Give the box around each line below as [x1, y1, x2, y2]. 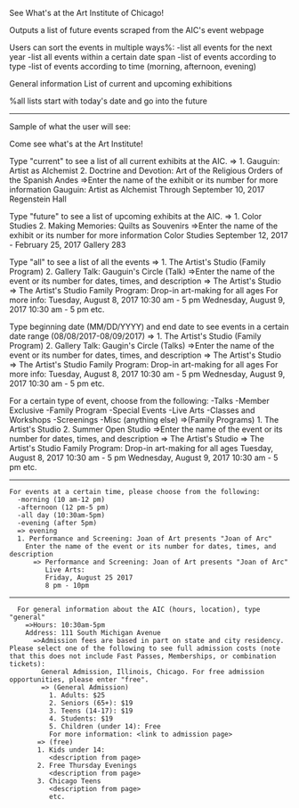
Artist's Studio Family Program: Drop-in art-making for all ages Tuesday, [9, 443, 274, 453]
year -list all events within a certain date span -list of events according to [9, 52, 277, 62]
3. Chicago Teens [36, 777, 101, 786]
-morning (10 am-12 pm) [17, 495, 105, 504]
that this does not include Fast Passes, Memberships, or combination [9, 652, 277, 661]
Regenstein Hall [9, 194, 67, 204]
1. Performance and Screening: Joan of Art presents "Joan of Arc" [17, 534, 273, 543]
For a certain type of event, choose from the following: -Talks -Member [9, 396, 270, 406]
